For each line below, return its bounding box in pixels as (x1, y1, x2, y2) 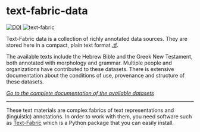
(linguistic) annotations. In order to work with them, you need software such (6, 112, 192, 120)
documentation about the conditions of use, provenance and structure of (6, 72, 185, 79)
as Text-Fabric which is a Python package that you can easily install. (6, 119, 174, 126)
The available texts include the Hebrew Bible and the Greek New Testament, (6, 53, 193, 60)
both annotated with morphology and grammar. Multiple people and (6, 59, 172, 66)
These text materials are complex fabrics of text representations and (6, 107, 174, 114)
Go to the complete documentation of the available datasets (6, 89, 154, 96)
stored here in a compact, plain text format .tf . (6, 41, 118, 49)
